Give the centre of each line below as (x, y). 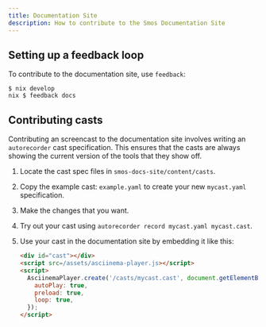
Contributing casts (56, 120)
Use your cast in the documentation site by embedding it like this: (127, 241)
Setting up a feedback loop (76, 55)
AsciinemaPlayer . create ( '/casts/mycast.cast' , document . (123, 278)
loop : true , (54, 300)
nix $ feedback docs (42, 96)
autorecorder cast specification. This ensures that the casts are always (124, 148)
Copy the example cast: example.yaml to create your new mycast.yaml (133, 187)
